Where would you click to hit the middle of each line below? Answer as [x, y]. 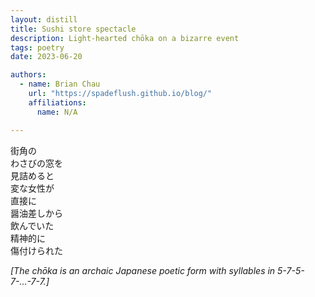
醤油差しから [36, 213]
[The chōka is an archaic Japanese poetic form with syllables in [143, 270]
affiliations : [57, 102]
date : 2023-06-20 [46, 57]
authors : [28, 75]
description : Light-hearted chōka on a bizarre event [125, 38]
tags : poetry [37, 47]
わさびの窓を [36, 163]
